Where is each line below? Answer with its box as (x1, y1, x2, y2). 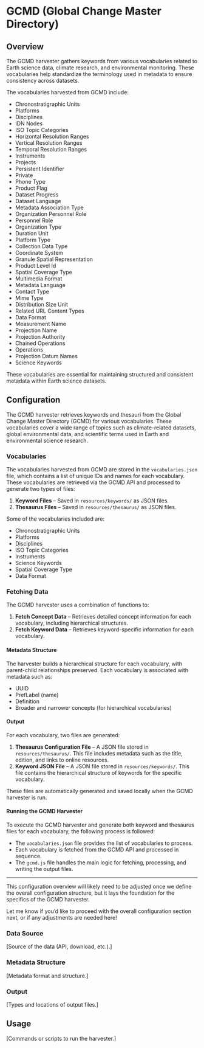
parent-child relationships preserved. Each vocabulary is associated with (6, 666, 189, 673)
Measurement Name (15, 321, 67, 327)
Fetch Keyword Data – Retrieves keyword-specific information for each (15, 626, 194, 633)
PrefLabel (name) (15, 691, 59, 698)
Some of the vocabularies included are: (6, 515, 105, 522)
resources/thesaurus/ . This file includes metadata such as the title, (15, 749, 183, 757)
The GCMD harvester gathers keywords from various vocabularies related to (6, 58, 198, 64)
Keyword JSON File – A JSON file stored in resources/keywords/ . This (15, 762, 190, 770)
